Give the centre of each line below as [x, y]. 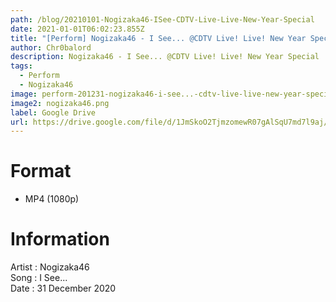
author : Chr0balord [51, 47]
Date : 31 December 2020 [63, 288]
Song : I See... [39, 278]
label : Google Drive [53, 112]
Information [60, 239]
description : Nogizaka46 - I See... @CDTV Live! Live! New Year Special [165, 57]
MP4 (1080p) [52, 199]
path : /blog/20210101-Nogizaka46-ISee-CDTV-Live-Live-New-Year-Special [162, 19]
